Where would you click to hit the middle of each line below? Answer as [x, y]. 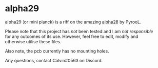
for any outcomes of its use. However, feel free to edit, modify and [72, 36]
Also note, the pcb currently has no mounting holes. [57, 51]
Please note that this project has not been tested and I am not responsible [79, 31]
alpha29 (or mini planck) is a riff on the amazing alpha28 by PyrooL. [73, 22]
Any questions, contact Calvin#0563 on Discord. [54, 60]
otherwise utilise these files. [33, 41]
